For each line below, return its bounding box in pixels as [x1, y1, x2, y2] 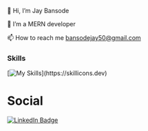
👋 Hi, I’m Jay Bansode [7, 7, 70, 14]
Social [7, 93, 43, 109]
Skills [7, 53, 26, 63]
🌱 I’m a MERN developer [7, 20, 76, 28]
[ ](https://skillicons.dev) [7, 69, 107, 77]
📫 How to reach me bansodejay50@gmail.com [7, 34, 141, 41]
